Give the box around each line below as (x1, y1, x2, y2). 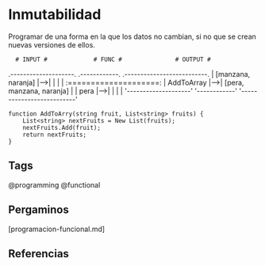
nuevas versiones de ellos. (8, 40, 95, 49)
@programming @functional (8, 180, 101, 189)
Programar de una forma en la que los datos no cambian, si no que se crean (8, 32, 256, 41)
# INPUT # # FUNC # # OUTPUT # (15, 55, 212, 63)
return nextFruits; (22, 131, 87, 139)
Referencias (8, 247, 70, 260)
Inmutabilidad (8, 6, 102, 24)
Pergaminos (8, 203, 70, 217)
